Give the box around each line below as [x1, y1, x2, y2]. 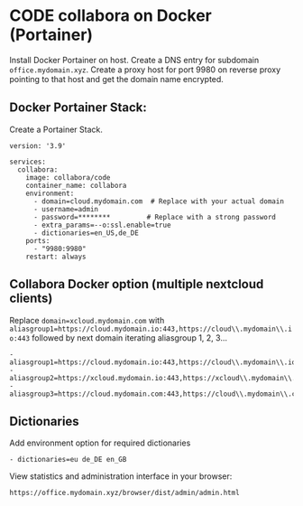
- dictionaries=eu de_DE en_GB [9, 455, 127, 464]
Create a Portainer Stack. [9, 124, 104, 135]
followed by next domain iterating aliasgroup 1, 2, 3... [31, 332, 228, 343]
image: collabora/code [25, 173, 111, 182]
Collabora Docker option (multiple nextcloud [9, 276, 264, 292]
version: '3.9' [9, 141, 67, 150]
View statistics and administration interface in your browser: [9, 471, 233, 482]
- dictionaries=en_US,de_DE [32, 228, 140, 238]
